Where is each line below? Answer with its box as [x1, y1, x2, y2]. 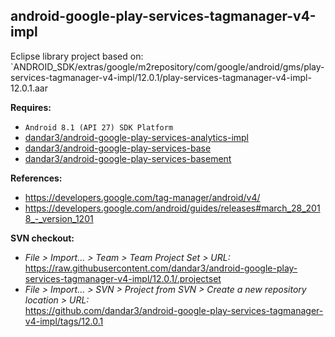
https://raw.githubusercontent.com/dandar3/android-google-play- [24, 262, 298, 274]
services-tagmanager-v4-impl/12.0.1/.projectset [24, 272, 222, 284]
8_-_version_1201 [24, 212, 94, 224]
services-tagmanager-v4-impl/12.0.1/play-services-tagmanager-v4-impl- [10, 71, 312, 83]
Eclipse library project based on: [10, 50, 144, 62]
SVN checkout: [10, 232, 75, 244]
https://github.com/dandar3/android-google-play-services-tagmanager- [24, 304, 324, 316]
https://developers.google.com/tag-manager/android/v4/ [24, 191, 261, 203]
